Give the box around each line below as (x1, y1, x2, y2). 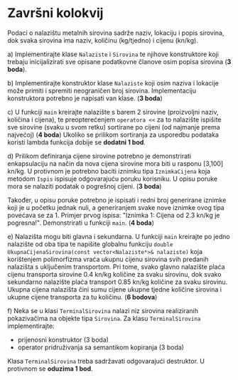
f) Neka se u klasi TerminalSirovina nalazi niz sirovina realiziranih (7, 306, 199, 315)
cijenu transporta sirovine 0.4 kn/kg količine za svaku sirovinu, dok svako (7, 270, 222, 278)
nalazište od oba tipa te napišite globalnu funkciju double (7, 240, 173, 248)
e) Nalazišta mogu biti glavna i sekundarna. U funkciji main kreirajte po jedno (7, 232, 230, 241)
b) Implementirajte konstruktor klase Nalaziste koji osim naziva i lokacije (7, 78, 219, 87)
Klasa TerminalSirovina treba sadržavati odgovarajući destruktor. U (7, 357, 205, 365)
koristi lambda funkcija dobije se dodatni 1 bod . (7, 137, 146, 147)
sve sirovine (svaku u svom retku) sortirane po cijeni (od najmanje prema (7, 122, 220, 131)
